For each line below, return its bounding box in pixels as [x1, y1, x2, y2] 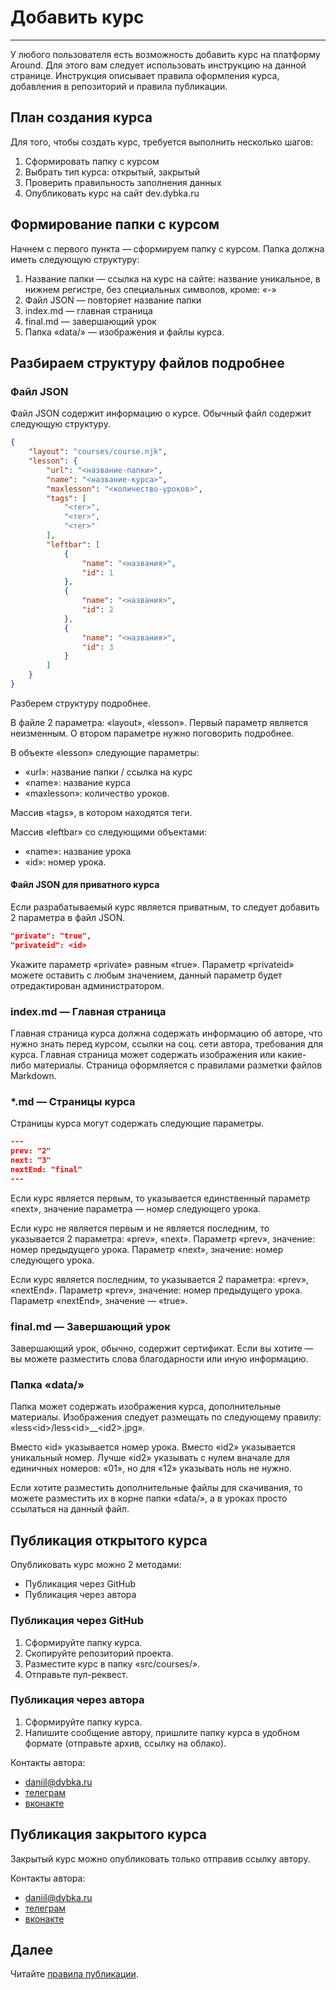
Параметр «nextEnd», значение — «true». [10, 1294, 188, 1306]
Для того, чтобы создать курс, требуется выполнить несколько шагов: [10, 136, 314, 148]
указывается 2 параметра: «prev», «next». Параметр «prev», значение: [10, 1232, 316, 1245]
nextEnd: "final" [10, 1165, 83, 1175]
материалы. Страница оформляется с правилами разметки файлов [33, 1059, 323, 1071]
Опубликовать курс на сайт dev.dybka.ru [24, 187, 200, 199]
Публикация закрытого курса [10, 1826, 207, 1843]
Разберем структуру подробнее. [10, 697, 151, 709]
